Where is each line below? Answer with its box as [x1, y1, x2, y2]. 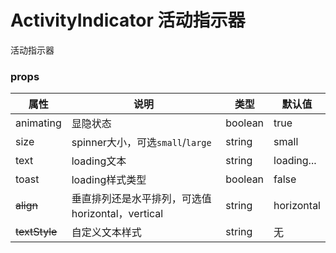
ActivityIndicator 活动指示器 [10, 9, 246, 32]
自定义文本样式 [71, 226, 142, 240]
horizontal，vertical [71, 207, 164, 221]
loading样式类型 [71, 173, 147, 187]
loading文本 [71, 154, 127, 168]
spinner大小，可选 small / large [71, 136, 212, 150]
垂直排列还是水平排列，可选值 [71, 192, 212, 206]
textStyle [15, 225, 58, 239]
